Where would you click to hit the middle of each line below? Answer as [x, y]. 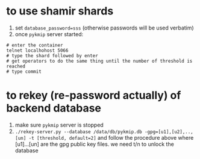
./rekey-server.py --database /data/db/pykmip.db [79, 132]
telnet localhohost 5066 [37, 50]
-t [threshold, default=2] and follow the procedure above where [111, 137]
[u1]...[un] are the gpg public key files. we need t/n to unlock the [95, 144]
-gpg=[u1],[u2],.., [169, 132]
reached [16, 66]
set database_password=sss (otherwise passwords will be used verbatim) [104, 28]
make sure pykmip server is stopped [59, 125]
